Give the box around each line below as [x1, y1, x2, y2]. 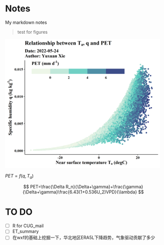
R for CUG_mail [12, 223, 44, 229]
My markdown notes [5, 19, 47, 25]
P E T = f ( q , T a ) [5, 173, 34, 180]
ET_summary [12, 229, 39, 235]
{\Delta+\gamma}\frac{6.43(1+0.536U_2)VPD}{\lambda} [22, 189, 137, 195]
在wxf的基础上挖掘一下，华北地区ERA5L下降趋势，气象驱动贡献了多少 [12, 235, 155, 241]
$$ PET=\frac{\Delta [23, 184, 65, 190]
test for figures [17, 29, 48, 35]
